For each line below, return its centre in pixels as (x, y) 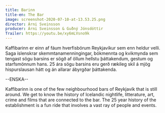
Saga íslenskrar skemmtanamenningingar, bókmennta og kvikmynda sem (82, 53)
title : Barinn (20, 10)
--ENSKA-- (17, 79)
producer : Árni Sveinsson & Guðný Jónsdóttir (54, 29)
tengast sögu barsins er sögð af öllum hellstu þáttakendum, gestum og (79, 59)
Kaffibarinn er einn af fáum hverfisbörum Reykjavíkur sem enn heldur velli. (83, 48)
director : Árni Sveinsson (32, 24)
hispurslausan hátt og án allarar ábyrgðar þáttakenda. (61, 69)
